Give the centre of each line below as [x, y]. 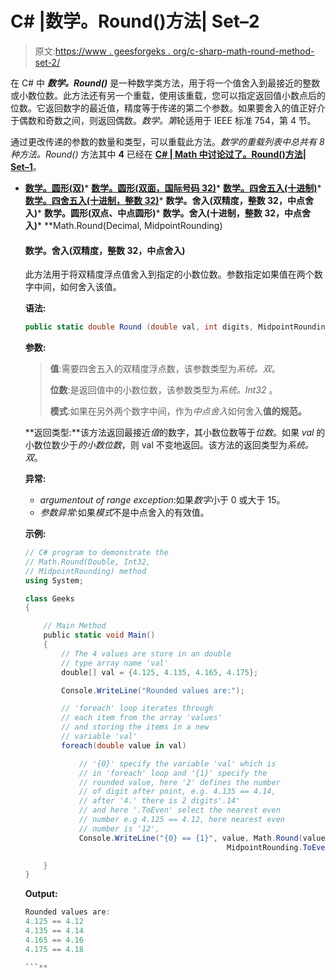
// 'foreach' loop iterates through [137, 708]
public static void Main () [99, 635]
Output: [41, 894]
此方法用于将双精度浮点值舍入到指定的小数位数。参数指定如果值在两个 [169, 274]
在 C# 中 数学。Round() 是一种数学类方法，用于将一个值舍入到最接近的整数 [165, 83]
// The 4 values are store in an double [146, 653]
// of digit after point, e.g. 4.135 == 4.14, [177, 792]
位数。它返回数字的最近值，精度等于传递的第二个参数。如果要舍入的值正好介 [168, 108]
